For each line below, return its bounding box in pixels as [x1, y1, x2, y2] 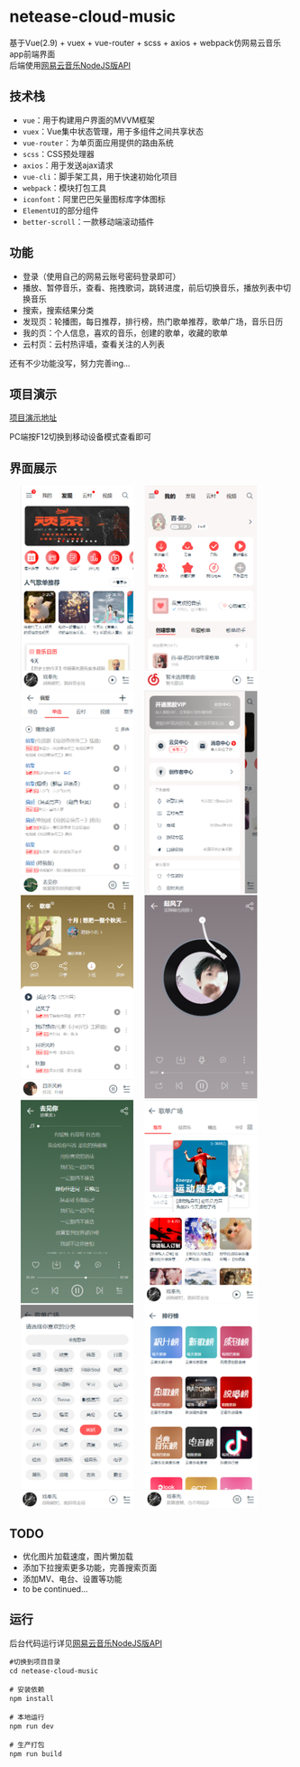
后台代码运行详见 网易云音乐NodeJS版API [9, 1637, 163, 1649]
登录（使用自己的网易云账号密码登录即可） [22, 271, 181, 282]
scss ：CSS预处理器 [22, 148, 95, 159]
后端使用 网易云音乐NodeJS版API [9, 60, 132, 70]
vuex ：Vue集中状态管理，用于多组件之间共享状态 [22, 126, 205, 136]
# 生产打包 [9, 1740, 45, 1749]
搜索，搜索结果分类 [22, 304, 95, 315]
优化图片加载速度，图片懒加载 [22, 1551, 133, 1561]
